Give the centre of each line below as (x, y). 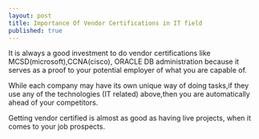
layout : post (30, 16)
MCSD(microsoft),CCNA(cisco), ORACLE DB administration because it (123, 62)
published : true (35, 30)
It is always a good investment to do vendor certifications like (109, 54)
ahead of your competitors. (53, 103)
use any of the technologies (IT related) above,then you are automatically (129, 94)
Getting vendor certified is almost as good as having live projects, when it (129, 118)
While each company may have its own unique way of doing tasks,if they (129, 85)
